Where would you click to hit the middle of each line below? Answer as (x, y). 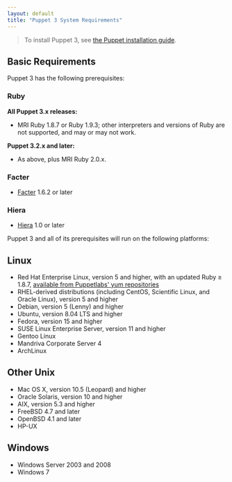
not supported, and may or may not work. (77, 132)
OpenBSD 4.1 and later (49, 419)
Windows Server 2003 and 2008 (64, 465)
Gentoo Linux (36, 336)
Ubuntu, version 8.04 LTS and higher (70, 314)
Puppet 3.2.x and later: (41, 146)
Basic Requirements (51, 61)
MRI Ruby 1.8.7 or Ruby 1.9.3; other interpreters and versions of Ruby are (121, 125)
